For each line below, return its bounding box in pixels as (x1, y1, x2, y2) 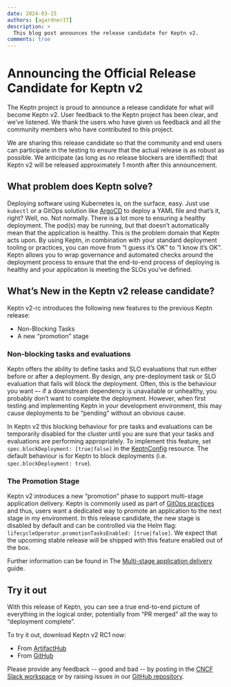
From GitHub (17, 652, 54, 660)
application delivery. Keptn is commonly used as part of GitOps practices (7, 500, 215, 508)
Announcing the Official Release (7, 66, 197, 82)
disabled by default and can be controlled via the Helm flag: (7, 522, 177, 530)
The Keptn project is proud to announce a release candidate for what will (7, 103, 214, 111)
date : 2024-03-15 (7, 10, 57, 17)
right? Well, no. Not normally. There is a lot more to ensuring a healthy (7, 214, 205, 222)
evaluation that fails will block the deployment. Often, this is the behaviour (7, 379, 217, 387)
